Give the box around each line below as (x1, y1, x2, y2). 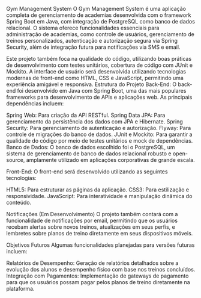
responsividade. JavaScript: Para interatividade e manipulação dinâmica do (6, 193, 193, 199)
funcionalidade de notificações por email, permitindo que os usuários (6, 217, 178, 224)
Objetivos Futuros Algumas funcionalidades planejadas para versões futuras (6, 241, 195, 249)
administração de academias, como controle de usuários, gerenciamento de (6, 31, 195, 38)
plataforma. (6, 285, 35, 292)
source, (6, 157, 25, 163)
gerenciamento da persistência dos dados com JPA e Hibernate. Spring (6, 118, 183, 125)
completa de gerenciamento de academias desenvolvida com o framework (6, 11, 191, 19)
